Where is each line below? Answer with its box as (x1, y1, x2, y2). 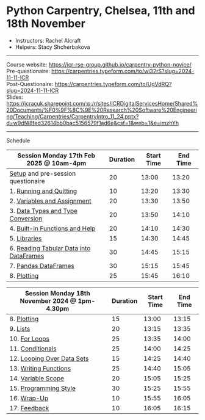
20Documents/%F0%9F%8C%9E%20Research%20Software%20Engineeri (6, 106, 197, 114)
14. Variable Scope (9, 374, 65, 382)
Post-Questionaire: (6, 80, 54, 87)
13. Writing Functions (9, 364, 71, 372)
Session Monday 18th (24, 289, 90, 297)
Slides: (6, 93, 23, 101)
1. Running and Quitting (9, 187, 77, 195)
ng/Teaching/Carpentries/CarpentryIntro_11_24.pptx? (6, 112, 139, 120)
